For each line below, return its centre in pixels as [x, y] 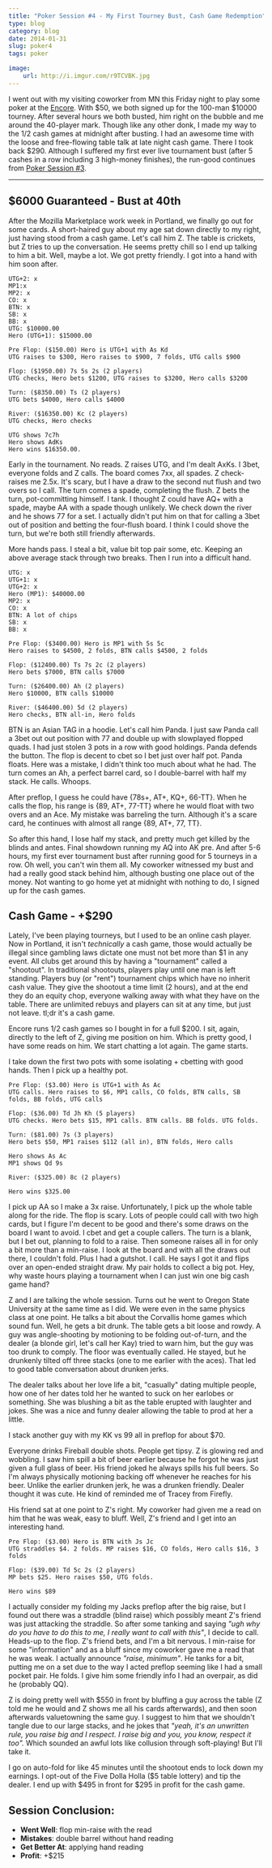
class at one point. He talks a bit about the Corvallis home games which [127, 1318]
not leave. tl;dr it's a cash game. [62, 1013]
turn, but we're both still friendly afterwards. [82, 533]
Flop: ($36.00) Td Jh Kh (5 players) [72, 1114]
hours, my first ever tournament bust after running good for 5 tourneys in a [133, 856]
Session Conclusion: [62, 1810]
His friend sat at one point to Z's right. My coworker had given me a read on [135, 1510]
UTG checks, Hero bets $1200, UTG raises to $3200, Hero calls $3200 [128, 378]
